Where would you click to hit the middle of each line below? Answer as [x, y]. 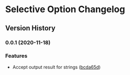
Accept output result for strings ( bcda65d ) [56, 67]
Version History [30, 28]
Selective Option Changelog [65, 9]
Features [16, 56]
